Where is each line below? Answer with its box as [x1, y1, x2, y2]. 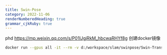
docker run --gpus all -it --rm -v [5, 45, 79, 50]
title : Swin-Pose [5, 7, 41, 12]
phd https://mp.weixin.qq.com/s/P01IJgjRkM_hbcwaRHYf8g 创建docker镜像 [5, 35, 161, 41]
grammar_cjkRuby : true [5, 21, 52, 26]
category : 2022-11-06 [5, 12, 50, 17]
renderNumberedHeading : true [5, 16, 66, 21]
